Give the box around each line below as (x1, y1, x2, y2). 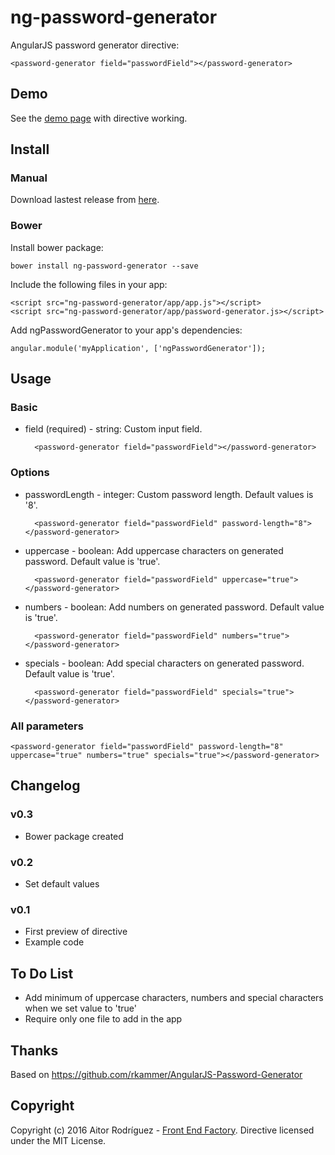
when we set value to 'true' (24, 1002, 137, 1015)
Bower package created (24, 830, 124, 842)
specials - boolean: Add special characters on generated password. (24, 657, 305, 669)
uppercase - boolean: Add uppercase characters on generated (24, 544, 284, 556)
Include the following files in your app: (10, 278, 168, 290)
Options (10, 466, 50, 480)
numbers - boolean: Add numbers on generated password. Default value (24, 601, 325, 613)
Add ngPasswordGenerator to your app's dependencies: (10, 324, 243, 336)
